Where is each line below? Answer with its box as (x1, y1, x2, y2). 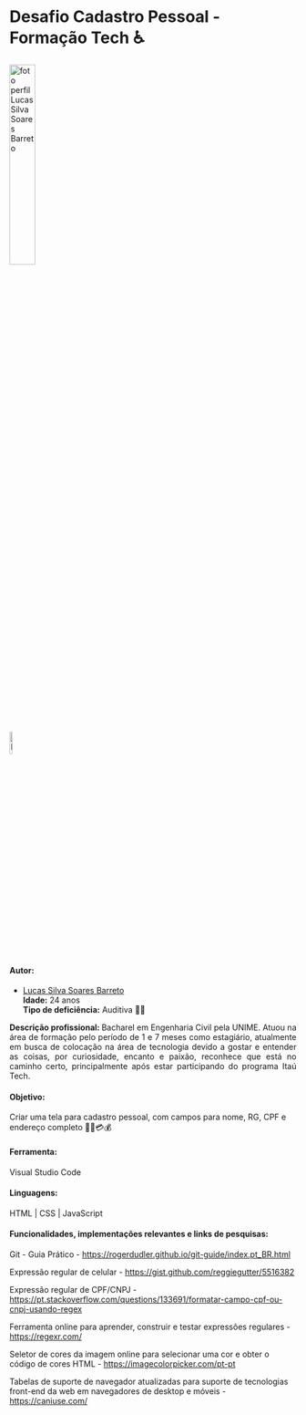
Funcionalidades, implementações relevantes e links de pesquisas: (9, 1229, 269, 1240)
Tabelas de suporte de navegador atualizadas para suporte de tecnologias (9, 1376, 289, 1387)
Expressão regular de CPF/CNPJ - (9, 1284, 138, 1295)
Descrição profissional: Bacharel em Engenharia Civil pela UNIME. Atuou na (9, 1022, 297, 1033)
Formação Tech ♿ (9, 27, 146, 48)
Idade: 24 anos (22, 994, 80, 1005)
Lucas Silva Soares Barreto (22, 985, 125, 996)
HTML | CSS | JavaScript (9, 1207, 103, 1219)
